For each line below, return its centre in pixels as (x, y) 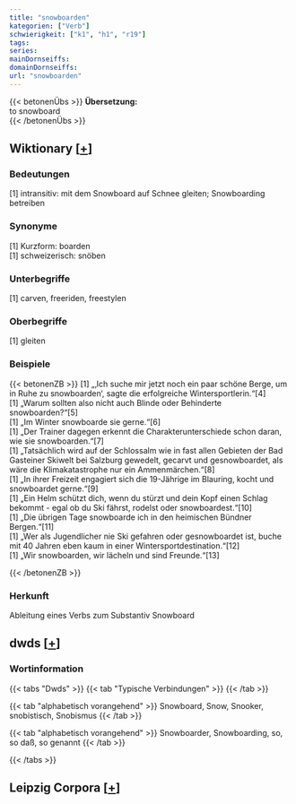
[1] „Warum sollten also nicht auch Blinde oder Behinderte (116, 402)
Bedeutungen (39, 174)
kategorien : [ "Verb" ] (50, 26)
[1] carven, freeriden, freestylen (68, 298)
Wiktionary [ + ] (51, 149)
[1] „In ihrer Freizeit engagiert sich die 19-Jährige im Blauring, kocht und (142, 479)
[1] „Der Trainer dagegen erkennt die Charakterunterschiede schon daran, (146, 431)
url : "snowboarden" (46, 76)
